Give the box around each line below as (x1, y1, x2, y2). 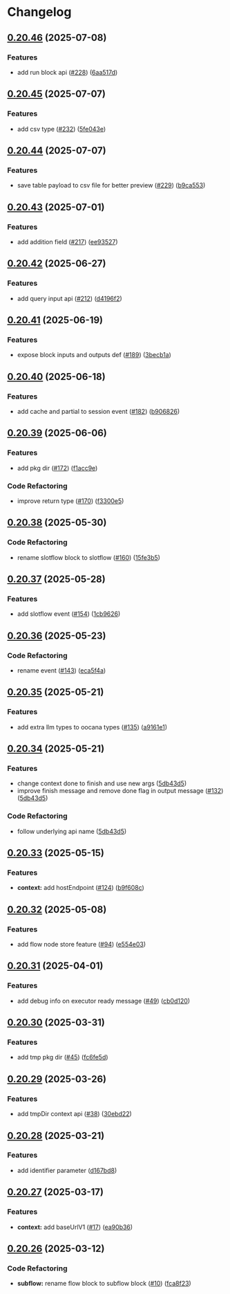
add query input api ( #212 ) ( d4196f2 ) (17, 294, 122, 302)
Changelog (7, 4, 72, 20)
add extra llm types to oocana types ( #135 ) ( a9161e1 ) (17, 722, 168, 731)
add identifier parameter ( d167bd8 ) (17, 1166, 117, 1174)
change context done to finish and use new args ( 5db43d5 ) (17, 779, 187, 787)
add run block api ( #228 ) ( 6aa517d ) (17, 68, 118, 76)
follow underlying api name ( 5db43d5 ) (17, 827, 127, 835)
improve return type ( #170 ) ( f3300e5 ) (17, 496, 124, 505)
